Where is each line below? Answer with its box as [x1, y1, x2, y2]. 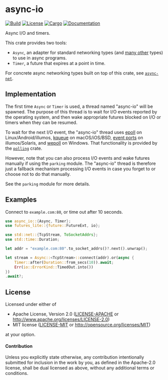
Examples [5, 196, 37, 204]
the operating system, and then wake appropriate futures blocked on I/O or [5, 114, 161, 120]
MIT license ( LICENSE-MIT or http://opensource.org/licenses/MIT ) [12, 322, 151, 328]
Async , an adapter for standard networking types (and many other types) [12, 49, 163, 55]
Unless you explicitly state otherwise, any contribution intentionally [5, 354, 144, 360]
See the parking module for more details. [5, 180, 90, 187]
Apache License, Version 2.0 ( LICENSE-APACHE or [12, 311, 119, 317]
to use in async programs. [12, 54, 67, 61]
